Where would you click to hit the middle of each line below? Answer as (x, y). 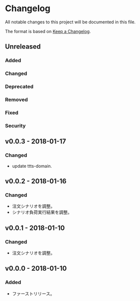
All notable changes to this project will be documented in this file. (70, 22)
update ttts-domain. (32, 166)
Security (15, 125)
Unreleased (23, 47)
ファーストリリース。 (33, 293)
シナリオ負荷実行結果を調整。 (42, 212)
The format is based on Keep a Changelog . (48, 31)
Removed (17, 100)
